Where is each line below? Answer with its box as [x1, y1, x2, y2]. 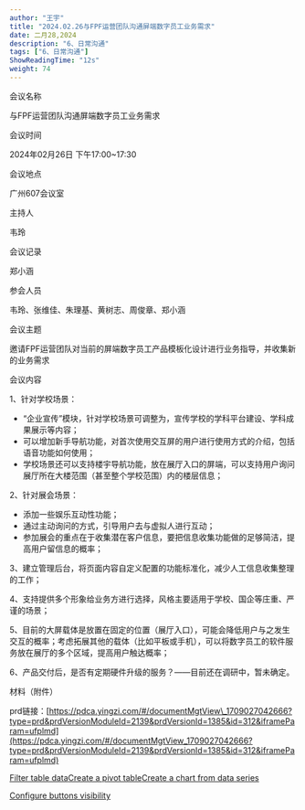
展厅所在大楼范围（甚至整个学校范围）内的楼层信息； [22, 470, 224, 481]
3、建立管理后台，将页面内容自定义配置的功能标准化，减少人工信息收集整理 [9, 562, 295, 573]
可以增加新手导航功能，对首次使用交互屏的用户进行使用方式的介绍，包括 [22, 435, 295, 446]
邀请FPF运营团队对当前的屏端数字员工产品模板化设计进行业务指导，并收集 [9, 343, 289, 354]
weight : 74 [9, 65, 51, 74]
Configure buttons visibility [9, 790, 111, 801]
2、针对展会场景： [9, 489, 79, 500]
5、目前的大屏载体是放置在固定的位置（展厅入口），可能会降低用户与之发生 [9, 623, 290, 635]
